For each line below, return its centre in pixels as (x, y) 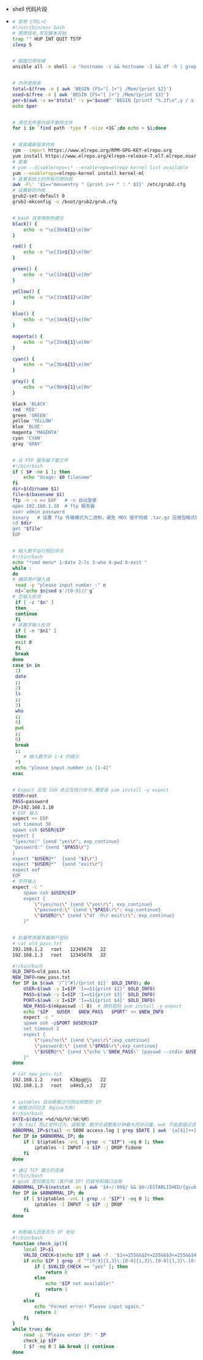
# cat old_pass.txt (37, 943)
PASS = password (30, 801)
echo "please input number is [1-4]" (63, 768)
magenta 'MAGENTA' (36, 433)
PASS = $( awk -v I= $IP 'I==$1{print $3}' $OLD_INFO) (90, 994)
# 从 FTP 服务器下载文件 (40, 460)
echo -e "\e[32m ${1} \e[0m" (58, 274)
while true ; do (32, 1329)
